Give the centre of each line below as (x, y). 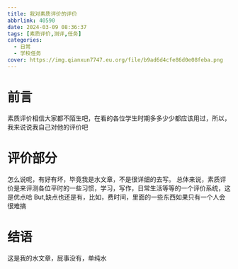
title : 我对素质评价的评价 (42, 14)
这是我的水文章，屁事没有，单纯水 (57, 258)
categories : (25, 40)
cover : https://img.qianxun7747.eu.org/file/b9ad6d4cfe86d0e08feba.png (115, 60)
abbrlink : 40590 (31, 21)
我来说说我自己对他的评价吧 (48, 127)
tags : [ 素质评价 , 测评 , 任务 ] (44, 34)
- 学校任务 (28, 54)
